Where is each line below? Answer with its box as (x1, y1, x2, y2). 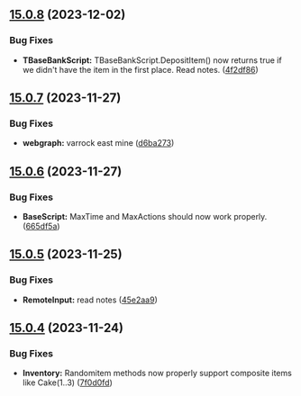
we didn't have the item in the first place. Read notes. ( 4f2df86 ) (22, 64, 259, 75)
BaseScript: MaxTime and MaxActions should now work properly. (22, 211, 268, 222)
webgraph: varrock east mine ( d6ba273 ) (22, 138, 175, 148)
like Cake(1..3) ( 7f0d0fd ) (22, 377, 113, 388)
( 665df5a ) (22, 220, 60, 232)
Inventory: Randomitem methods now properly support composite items (22, 368, 293, 379)
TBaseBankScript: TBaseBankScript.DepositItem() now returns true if (22, 54, 282, 66)
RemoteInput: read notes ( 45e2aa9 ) (22, 294, 158, 305)
